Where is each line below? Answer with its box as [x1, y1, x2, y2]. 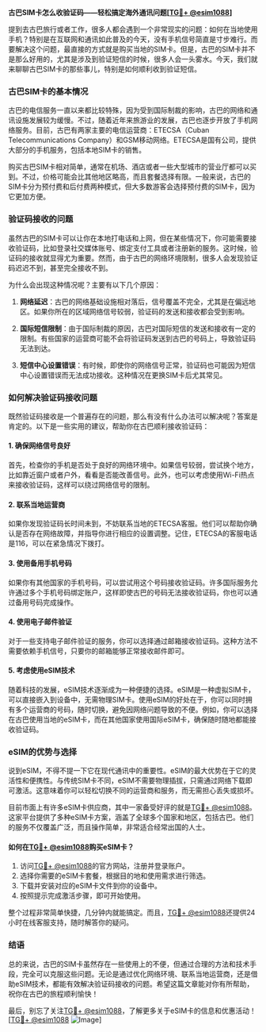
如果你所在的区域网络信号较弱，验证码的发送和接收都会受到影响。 [33, 306, 249, 316]
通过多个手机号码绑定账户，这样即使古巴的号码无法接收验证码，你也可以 [14, 587, 251, 597]
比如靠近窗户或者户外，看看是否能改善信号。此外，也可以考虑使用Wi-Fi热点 [8, 470, 255, 479]
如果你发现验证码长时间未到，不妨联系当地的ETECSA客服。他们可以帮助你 [8, 519, 251, 529]
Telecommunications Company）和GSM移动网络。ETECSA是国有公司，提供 [8, 135, 256, 145]
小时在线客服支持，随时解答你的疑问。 [8, 918, 133, 927]
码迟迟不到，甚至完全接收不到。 [8, 263, 112, 272]
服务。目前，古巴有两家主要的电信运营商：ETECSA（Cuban [14, 125, 210, 135]
